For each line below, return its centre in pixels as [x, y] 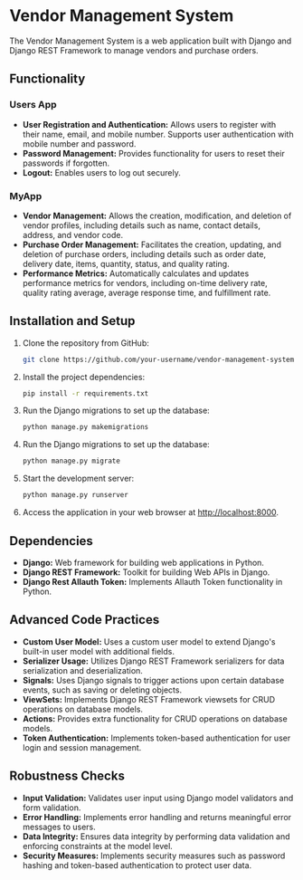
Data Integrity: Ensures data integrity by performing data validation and [156, 836]
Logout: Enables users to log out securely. [101, 172]
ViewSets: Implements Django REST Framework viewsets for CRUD [149, 699]
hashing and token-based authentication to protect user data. [137, 865]
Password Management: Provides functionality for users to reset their [153, 153]
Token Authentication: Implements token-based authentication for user [156, 738]
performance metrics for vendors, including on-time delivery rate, [145, 282]
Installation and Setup [72, 321]
